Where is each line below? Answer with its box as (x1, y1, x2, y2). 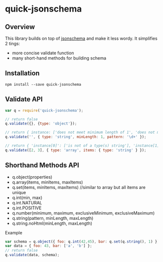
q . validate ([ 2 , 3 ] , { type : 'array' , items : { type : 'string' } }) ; (5, 148, 147, 153)
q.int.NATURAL (12, 200, 42, 205)
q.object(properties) (12, 174, 52, 180)
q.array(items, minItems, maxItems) (12, 179, 83, 185)
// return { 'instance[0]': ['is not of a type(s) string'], (5, 143, 131, 148)
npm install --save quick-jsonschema (5, 82, 81, 87)
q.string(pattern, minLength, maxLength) (12, 215, 94, 221)
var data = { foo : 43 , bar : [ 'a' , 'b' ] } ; (5, 244, 92, 248)
